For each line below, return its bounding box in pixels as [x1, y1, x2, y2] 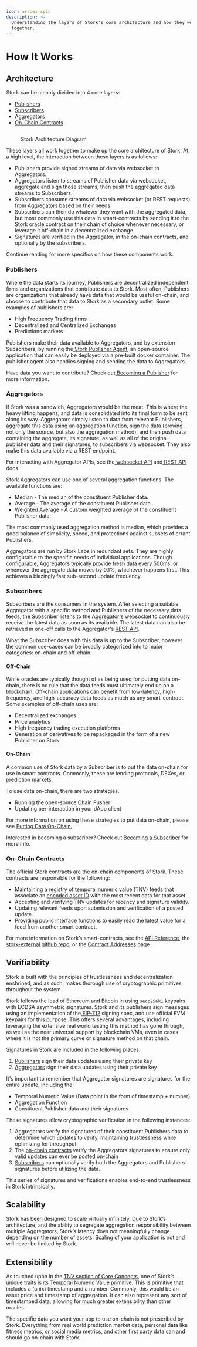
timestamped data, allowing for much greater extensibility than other [6, 1298, 172, 1305]
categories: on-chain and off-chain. [6, 649, 92, 656]
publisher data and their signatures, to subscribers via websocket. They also [6, 441, 191, 448]
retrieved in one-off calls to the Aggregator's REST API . [6, 626, 140, 633]
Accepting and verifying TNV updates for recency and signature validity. [14, 898, 190, 905]
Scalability [6, 1200, 46, 1210]
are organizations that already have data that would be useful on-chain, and [6, 291, 189, 298]
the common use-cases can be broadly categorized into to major [6, 643, 163, 650]
